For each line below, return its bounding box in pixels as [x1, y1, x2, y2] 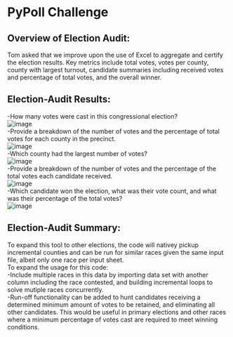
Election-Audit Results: [7, 93, 111, 105]
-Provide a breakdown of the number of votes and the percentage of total [7, 127, 220, 136]
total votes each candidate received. [7, 171, 113, 180]
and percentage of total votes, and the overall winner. [7, 73, 162, 81]
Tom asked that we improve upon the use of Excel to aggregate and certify [7, 51, 223, 59]
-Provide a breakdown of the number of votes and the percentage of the [7, 164, 216, 173]
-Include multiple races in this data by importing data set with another [7, 270, 209, 279]
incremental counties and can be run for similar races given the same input [7, 248, 224, 256]
